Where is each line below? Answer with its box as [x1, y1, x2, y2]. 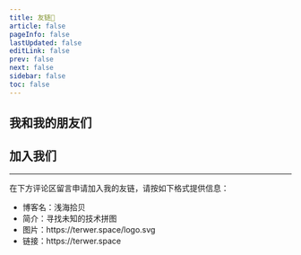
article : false [9, 22, 66, 31]
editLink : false [9, 47, 70, 56]
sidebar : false [9, 72, 66, 81]
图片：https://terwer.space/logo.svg [21, 224, 156, 234]
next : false [9, 64, 54, 73]
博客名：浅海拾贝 [21, 201, 86, 212]
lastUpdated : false [9, 38, 82, 48]
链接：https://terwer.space [21, 235, 122, 246]
